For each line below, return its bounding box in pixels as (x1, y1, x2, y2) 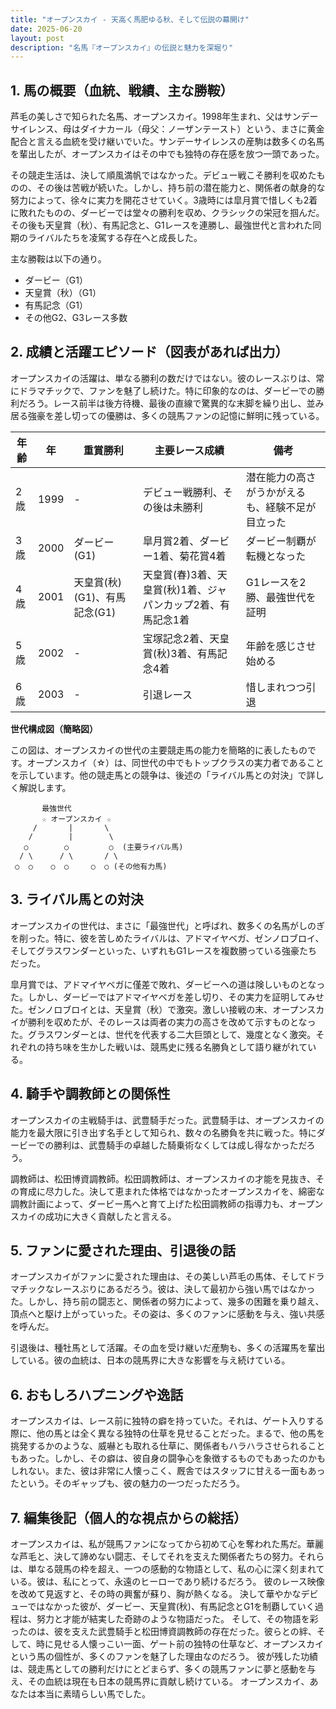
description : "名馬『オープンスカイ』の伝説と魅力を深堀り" (10, 42, 234, 53)
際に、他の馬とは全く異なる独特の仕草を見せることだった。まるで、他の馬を (10, 1427, 326, 1440)
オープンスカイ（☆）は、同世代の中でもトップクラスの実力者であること (26, 756, 325, 768)
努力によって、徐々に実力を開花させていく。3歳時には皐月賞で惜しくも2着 (10, 194, 318, 206)
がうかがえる (245, 485, 307, 499)
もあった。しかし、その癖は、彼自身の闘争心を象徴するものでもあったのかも (10, 1452, 326, 1465)
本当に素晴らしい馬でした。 (36, 1687, 151, 1700)
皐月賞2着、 (142, 534, 200, 548)
